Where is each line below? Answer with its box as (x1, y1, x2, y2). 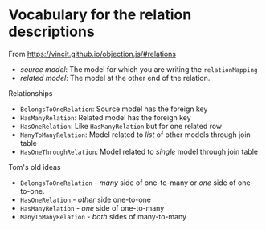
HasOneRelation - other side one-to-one (19, 195, 151, 204)
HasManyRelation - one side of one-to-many (19, 203, 165, 213)
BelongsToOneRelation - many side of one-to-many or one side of (19, 178, 236, 187)
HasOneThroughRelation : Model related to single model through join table (19, 147, 259, 156)
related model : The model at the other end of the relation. (19, 73, 211, 82)
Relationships (8, 88, 53, 98)
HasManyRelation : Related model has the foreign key (19, 112, 191, 122)
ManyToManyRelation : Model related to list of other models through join (19, 130, 251, 139)
